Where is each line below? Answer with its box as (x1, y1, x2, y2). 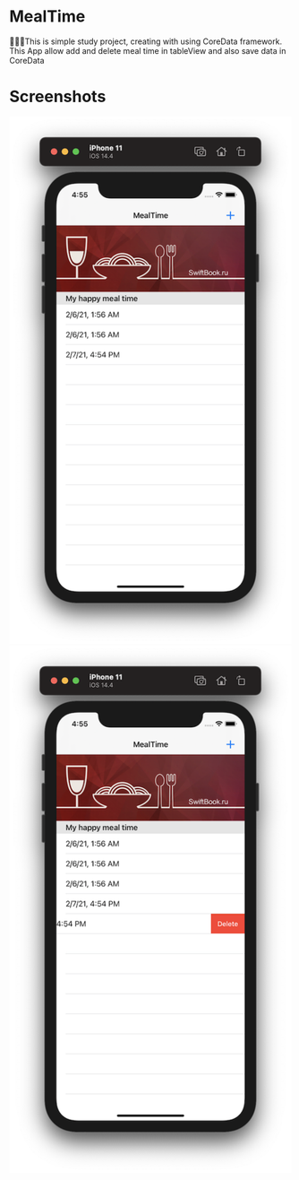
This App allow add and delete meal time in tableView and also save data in (9, 45, 286, 56)
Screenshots (9, 87, 107, 107)
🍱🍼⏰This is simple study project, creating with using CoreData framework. (9, 36, 283, 47)
